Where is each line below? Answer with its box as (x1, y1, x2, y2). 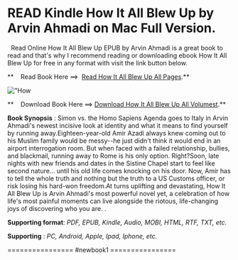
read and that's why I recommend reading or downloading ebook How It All (7, 51, 227, 60)
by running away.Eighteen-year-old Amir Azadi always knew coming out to (7, 129, 226, 137)
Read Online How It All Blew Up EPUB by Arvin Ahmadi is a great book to (10, 43, 224, 52)
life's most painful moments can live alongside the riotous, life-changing (7, 197, 219, 205)
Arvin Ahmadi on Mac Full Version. (7, 20, 217, 36)
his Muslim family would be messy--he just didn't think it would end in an (7, 136, 221, 145)
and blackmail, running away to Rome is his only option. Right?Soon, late (7, 151, 220, 160)
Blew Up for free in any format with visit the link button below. (7, 58, 188, 67)
